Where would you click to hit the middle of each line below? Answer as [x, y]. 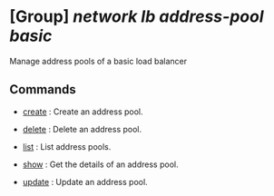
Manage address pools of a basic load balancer [98, 61]
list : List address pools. [67, 146]
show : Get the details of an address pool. [100, 164]
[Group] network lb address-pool [137, 17]
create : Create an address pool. [83, 112]
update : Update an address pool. [85, 181]
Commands [43, 89]
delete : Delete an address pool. [82, 129]
